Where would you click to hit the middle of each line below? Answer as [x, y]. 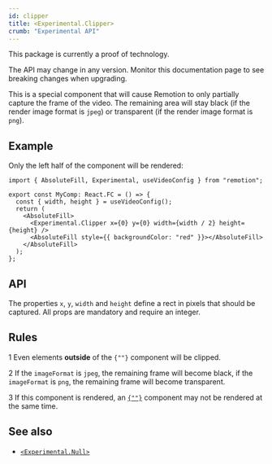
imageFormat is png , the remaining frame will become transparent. [117, 381]
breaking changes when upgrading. [68, 79]
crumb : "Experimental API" [54, 31]
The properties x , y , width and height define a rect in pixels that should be [132, 303]
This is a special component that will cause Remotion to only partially [124, 94]
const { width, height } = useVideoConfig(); [94, 202]
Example [31, 146]
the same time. [33, 406]
